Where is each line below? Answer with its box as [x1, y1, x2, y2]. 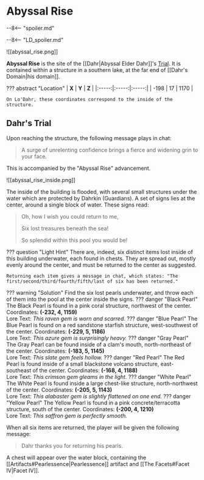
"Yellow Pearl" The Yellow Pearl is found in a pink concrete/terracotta [6, 399, 181, 406]
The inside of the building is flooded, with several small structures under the [6, 188, 197, 196]
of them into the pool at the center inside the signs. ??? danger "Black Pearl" [6, 295, 198, 303]
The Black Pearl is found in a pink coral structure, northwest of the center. [6, 302, 192, 309]
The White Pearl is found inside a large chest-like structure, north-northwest [6, 379, 198, 387]
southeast [6, 367, 32, 374]
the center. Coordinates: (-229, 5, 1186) [6, 328, 105, 335]
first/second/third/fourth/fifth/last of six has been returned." [6, 278, 178, 284]
